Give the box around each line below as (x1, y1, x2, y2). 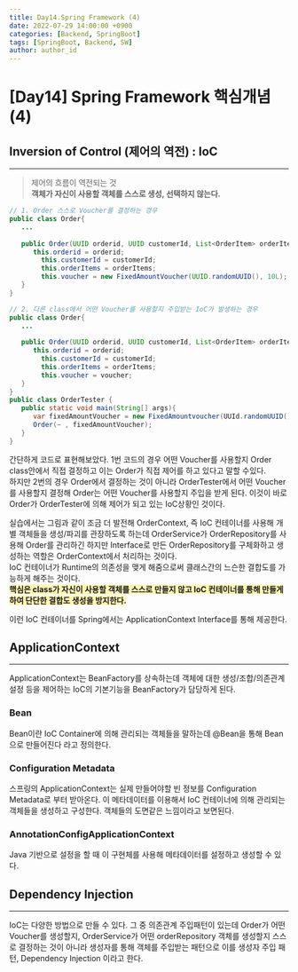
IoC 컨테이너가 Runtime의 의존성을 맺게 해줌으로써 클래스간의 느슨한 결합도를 (9, 561, 277, 573)
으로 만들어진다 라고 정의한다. (9, 739, 112, 750)
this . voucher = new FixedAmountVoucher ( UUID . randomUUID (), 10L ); (41, 273, 288, 281)
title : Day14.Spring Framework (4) (9, 12, 141, 22)
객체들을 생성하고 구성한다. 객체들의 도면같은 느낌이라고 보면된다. (9, 805, 235, 817)
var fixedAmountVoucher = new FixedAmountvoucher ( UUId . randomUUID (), (32, 412, 295, 422)
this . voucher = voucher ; (41, 370, 133, 380)
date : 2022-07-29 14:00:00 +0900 (9, 21, 133, 30)
